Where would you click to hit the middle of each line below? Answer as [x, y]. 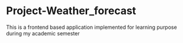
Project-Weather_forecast [71, 11]
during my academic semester [43, 33]
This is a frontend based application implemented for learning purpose [92, 27]
